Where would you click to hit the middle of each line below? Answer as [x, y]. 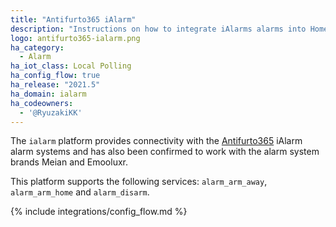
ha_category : [37, 47]
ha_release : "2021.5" [55, 85]
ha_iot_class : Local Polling [71, 66]
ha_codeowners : [42, 103]
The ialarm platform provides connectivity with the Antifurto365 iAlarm [156, 141]
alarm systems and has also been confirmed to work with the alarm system [165, 152]
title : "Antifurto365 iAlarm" [73, 19]
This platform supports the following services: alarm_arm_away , [139, 182]
